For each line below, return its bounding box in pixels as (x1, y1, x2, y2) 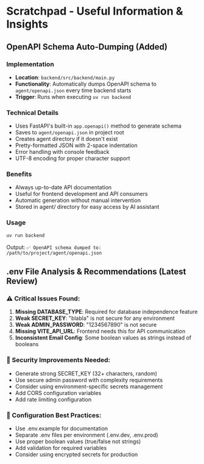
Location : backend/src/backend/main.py (15, 73, 115, 81)
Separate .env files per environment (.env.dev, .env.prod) (15, 431, 158, 438)
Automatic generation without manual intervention (15, 197, 141, 204)
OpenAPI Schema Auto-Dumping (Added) (6, 42, 168, 52)
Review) (6, 276, 38, 286)
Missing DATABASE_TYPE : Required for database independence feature (15, 308, 198, 316)
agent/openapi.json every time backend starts (15, 87, 132, 94)
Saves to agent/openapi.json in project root (15, 129, 125, 136)
